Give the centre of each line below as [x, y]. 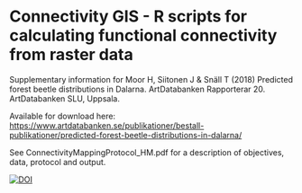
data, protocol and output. [58, 162]
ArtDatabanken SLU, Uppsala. [64, 98]
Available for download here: [62, 116]
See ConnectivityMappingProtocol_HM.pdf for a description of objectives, [147, 152]
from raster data [71, 55]
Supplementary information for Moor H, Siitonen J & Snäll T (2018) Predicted [151, 79]
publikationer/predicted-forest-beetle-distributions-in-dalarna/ [126, 135]
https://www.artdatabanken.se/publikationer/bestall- [107, 125]
